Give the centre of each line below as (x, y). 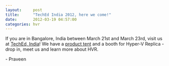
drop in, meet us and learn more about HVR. (52, 49)
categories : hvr (23, 24)
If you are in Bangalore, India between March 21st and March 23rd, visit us (84, 39)
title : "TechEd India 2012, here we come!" (58, 15)
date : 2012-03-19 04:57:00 (41, 19)
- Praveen (16, 59)
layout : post (24, 10)
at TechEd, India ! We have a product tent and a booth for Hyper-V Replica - (85, 44)
